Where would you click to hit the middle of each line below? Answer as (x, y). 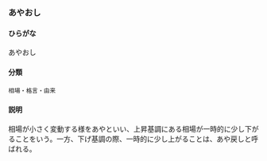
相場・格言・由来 (32, 91)
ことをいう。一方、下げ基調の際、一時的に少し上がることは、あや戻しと (133, 139)
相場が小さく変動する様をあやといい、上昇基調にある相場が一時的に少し (126, 128)
